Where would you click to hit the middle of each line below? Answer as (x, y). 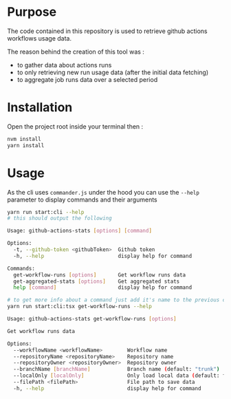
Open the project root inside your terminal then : (75, 126)
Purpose (32, 12)
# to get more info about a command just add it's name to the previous (113, 300)
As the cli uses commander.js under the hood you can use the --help (103, 192)
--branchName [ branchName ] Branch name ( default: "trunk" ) (117, 369)
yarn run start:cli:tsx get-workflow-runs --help (80, 307)
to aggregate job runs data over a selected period (87, 79)
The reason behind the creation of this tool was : (76, 52)
